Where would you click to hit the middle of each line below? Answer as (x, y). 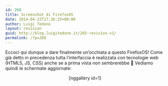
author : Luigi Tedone (28, 24)
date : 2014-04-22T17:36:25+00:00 (40, 19)
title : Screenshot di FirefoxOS (39, 15)
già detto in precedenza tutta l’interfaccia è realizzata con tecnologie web (82, 57)
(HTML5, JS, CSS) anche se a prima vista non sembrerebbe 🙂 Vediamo (79, 63)
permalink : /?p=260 (26, 38)
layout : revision (24, 29)
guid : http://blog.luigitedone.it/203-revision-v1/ (61, 33)
